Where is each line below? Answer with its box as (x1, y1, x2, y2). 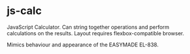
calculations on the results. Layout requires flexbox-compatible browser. (7, 29, 184, 36)
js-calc (7, 4, 42, 18)
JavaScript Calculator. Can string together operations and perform (7, 23, 170, 31)
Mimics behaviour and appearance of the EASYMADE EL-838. (7, 41, 159, 48)
